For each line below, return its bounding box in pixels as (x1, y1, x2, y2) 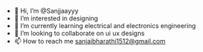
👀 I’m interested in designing (14, 14, 99, 22)
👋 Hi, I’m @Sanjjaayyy (14, 7, 79, 15)
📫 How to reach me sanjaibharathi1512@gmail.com (14, 37, 166, 45)
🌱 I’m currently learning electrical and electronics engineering (14, 22, 197, 30)
